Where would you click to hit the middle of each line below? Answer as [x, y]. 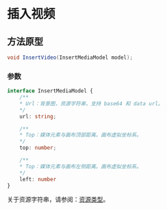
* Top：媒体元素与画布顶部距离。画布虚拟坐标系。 [81, 135]
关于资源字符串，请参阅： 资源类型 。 [58, 200]
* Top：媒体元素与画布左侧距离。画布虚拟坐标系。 [81, 166]
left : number [38, 179]
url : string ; [38, 116]
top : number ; [38, 148]
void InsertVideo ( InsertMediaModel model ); [70, 57]
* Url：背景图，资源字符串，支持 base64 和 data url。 [91, 103]
